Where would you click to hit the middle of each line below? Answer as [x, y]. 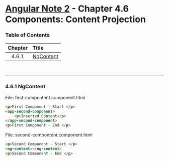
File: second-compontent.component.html [49, 135]
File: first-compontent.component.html [45, 97]
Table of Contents [28, 35]
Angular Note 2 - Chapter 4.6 [67, 9]
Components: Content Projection [76, 19]
